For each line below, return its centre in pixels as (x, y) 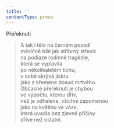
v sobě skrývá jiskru (44, 76)
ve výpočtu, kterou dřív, (49, 95)
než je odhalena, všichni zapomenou (64, 101)
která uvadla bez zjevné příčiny (58, 113)
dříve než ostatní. (41, 119)
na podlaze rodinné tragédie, (55, 57)
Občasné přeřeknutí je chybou (56, 88)
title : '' (18, 11)
